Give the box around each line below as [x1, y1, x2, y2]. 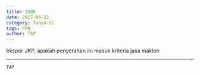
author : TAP [6, 31, 36, 37]
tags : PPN [6, 25, 31, 32]
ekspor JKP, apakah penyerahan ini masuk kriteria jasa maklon [6, 47, 160, 54]
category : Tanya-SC [6, 20, 55, 26]
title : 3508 [6, 8, 36, 15]
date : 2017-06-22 [6, 14, 49, 20]
